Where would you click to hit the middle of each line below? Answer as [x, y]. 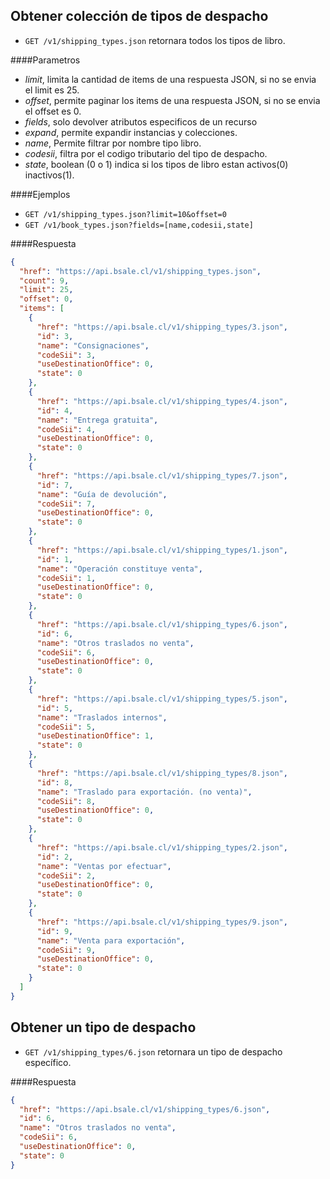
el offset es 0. [53, 111]
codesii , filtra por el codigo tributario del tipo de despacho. [146, 153]
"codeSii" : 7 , [66, 504]
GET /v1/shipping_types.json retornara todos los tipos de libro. [155, 40]
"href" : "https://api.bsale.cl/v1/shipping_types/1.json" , [162, 550]
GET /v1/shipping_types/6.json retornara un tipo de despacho [153, 1051]
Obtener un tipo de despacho [103, 1027]
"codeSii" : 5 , [66, 727]
